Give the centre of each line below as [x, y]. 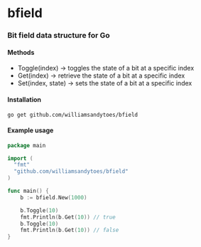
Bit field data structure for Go [59, 36]
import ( [20, 158]
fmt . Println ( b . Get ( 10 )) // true [68, 217]
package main [27, 145]
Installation [24, 99]
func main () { [28, 191]
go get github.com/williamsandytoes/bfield [73, 115]
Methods [21, 52]
